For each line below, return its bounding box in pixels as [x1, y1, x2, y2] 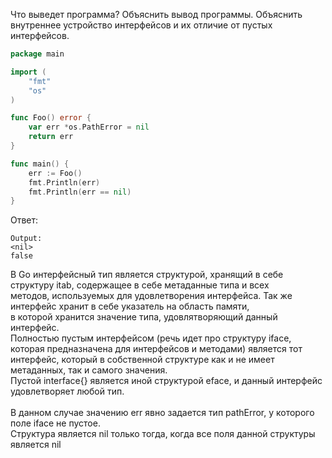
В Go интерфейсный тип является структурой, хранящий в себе [10, 269, 284, 281]
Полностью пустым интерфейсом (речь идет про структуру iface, [10, 332, 292, 344]
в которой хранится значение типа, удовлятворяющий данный [10, 311, 278, 323]
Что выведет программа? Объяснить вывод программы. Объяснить [10, 9, 303, 20]
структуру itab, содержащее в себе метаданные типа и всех [10, 279, 270, 291]
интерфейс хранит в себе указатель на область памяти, [10, 300, 250, 313]
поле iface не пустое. [10, 417, 101, 429]
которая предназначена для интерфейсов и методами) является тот [10, 343, 303, 355]
